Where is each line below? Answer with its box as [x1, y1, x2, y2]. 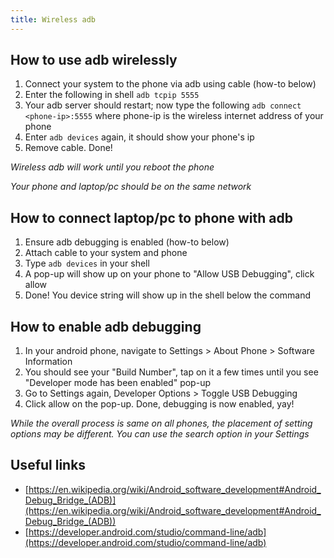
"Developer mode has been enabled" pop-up [24, 377, 211, 389]
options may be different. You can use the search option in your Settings [10, 428, 310, 440]
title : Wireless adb [10, 14, 97, 25]
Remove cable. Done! [24, 142, 113, 154]
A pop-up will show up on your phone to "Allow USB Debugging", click [24, 268, 315, 280]
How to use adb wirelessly [10, 52, 178, 69]
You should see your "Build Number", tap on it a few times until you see [24, 366, 319, 378]
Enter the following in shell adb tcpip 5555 [24, 89, 200, 101]
